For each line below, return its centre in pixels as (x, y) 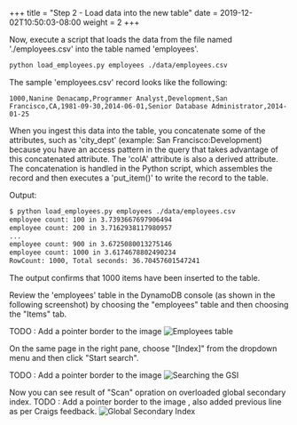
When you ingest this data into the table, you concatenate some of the (137, 130)
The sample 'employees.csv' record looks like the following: (118, 82)
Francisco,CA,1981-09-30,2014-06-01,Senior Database (109, 106)
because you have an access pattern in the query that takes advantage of (144, 149)
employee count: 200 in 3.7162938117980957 (91, 228)
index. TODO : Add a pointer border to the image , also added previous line (145, 402)
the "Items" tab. (38, 314)
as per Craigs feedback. (53, 411)
